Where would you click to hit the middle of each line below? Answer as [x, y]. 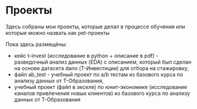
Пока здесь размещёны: [36, 44]
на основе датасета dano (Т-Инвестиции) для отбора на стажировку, [101, 68]
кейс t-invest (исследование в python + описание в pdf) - [86, 55]
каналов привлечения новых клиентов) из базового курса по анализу [102, 93]
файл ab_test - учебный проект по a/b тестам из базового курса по [98, 74]
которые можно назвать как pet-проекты [58, 32]
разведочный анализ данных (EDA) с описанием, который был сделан [103, 62]
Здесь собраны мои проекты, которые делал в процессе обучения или [95, 27]
